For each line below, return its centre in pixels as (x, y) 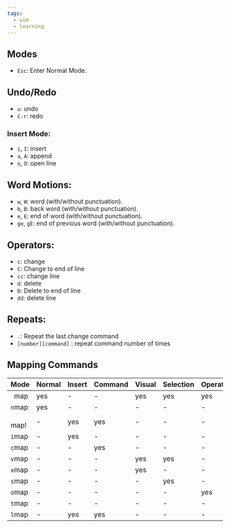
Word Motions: (39, 185)
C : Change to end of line (51, 268)
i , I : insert (31, 149)
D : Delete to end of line (49, 290)
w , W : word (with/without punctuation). (70, 202)
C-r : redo (30, 116)
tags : (15, 13)
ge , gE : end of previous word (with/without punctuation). (96, 223)
